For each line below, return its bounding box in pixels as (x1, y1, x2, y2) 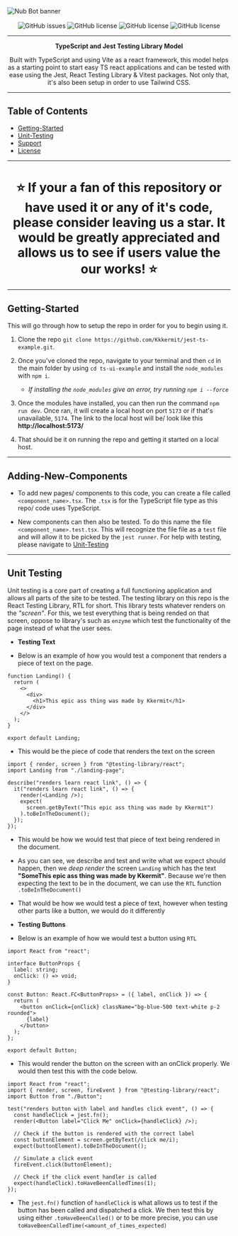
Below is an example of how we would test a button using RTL (17, 933, 197, 942)
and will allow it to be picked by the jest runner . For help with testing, (17, 533, 222, 541)
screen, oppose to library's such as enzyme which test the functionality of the (7, 616, 231, 624)
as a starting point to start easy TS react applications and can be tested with (7, 63, 231, 72)
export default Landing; (7, 734, 81, 741)
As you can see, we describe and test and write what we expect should (17, 856, 226, 865)
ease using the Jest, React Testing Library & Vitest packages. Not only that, (8, 70, 229, 79)
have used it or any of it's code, (24, 199, 214, 215)
